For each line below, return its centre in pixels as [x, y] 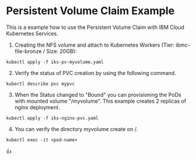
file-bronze [28, 51]
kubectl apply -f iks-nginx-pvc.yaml [52, 118]
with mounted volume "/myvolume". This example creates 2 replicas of [100, 101]
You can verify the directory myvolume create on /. [76, 129]
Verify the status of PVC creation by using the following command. [95, 73]
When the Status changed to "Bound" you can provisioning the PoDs [98, 94]
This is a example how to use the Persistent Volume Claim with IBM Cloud [95, 27]
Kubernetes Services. [32, 33]
